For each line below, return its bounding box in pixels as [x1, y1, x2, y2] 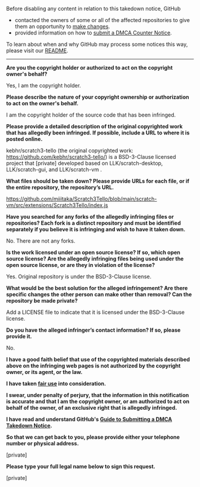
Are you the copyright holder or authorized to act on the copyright [6, 64, 173, 71]
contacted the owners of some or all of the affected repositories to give [14, 17, 190, 23]
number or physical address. [6, 440, 79, 447]
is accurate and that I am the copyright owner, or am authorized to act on [6, 398, 190, 405]
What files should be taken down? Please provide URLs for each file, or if [6, 178, 189, 184]
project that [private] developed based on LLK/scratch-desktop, [6, 160, 163, 166]
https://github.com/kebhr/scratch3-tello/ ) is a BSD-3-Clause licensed [6, 153, 177, 160]
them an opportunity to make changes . [14, 23, 110, 30]
